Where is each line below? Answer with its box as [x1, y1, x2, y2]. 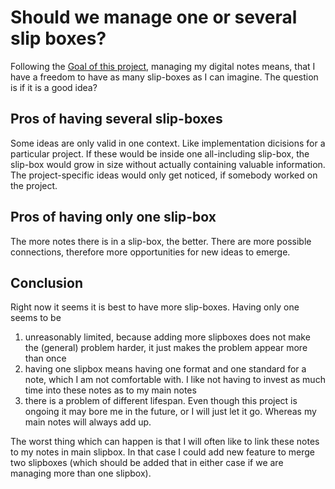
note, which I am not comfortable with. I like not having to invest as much [24, 374, 326, 386]
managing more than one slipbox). [10, 467, 152, 480]
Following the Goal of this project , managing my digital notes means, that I [10, 60, 316, 72]
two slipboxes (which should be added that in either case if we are [10, 457, 284, 469]
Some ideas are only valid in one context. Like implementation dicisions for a [10, 137, 326, 149]
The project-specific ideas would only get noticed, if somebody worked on [10, 169, 318, 181]
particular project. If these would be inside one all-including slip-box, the [10, 147, 310, 160]
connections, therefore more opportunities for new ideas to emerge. [10, 246, 291, 258]
